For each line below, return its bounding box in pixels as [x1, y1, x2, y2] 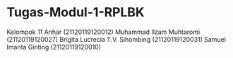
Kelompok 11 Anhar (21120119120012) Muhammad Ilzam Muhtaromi [6, 28, 201, 36]
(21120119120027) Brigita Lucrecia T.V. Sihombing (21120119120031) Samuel [6, 35, 227, 43]
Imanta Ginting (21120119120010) [6, 42, 102, 51]
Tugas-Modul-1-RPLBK [6, 4, 145, 21]
